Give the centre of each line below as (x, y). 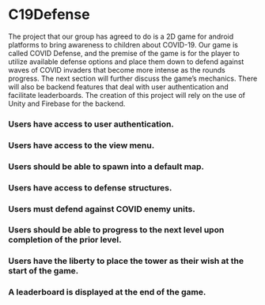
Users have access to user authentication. (91, 124)
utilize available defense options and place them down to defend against (126, 62)
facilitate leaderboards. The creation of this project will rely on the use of (127, 95)
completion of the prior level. (65, 240)
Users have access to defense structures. (90, 187)
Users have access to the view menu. (81, 145)
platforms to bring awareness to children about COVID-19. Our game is (123, 44)
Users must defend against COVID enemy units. (102, 209)
